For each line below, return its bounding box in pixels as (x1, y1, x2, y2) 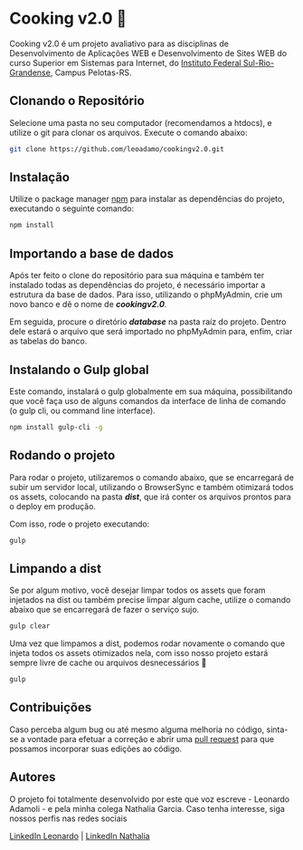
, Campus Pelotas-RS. (50, 67, 133, 78)
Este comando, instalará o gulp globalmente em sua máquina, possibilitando (9, 385, 293, 397)
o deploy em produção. (9, 500, 97, 511)
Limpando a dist (9, 561, 102, 576)
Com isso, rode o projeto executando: (9, 518, 150, 529)
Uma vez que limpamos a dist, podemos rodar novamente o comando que (9, 638, 286, 649)
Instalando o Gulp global (9, 362, 149, 377)
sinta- (266, 724, 289, 735)
